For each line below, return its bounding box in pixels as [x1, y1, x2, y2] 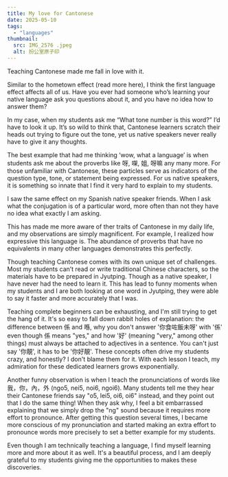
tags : [7, 23, 23, 30]
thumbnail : [7, 36, 38, 43]
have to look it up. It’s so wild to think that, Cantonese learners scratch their [7, 123, 221, 131]
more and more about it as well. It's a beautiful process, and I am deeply [7, 448, 212, 456]
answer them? [7, 102, 47, 110]
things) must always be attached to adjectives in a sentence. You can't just [7, 339, 218, 347]
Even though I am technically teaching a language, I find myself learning [7, 441, 212, 450]
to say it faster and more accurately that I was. [7, 294, 139, 302]
